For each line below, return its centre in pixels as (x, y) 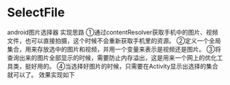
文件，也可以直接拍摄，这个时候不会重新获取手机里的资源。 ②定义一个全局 (114, 40)
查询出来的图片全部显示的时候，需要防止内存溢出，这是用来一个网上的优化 (112, 57)
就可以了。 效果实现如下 (41, 74)
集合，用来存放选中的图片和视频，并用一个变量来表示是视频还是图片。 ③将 (114, 49)
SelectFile (36, 13)
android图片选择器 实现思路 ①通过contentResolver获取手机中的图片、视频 (113, 32)
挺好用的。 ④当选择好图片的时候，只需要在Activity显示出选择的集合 (122, 66)
